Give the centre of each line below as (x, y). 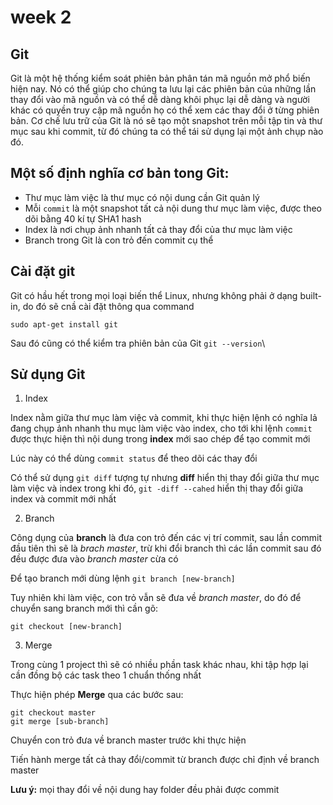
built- (310, 295)
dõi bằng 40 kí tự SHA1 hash (83, 218)
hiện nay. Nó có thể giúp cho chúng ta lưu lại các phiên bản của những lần (163, 89)
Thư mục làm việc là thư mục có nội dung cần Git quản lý (142, 197)
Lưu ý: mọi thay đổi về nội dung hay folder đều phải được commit (145, 790)
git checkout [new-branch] (66, 627)
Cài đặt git (43, 271)
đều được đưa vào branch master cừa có (94, 559)
